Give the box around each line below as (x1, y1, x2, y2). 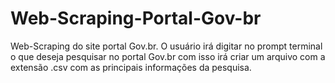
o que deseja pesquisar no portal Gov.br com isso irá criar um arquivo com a (10, 50, 326, 62)
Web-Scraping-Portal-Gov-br (10, 7, 262, 30)
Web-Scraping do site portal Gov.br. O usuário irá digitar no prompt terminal (10, 40, 323, 52)
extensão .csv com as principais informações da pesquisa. (10, 61, 252, 73)
